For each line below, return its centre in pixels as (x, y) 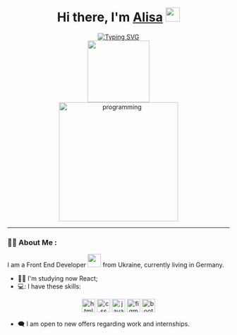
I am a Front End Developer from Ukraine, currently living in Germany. (116, 265)
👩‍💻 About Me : (32, 242)
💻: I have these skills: (49, 286)
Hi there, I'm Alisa (110, 17)
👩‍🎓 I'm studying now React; (57, 279)
